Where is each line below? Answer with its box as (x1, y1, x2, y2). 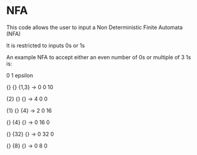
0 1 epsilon (6, 71, 33, 79)
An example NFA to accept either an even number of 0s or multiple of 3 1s (6, 53, 192, 61)
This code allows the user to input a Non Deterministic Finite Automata (6, 24, 183, 31)
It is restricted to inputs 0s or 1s (6, 42, 85, 49)
